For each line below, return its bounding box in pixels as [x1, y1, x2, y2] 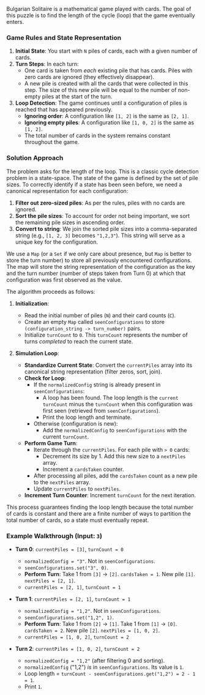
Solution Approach [6, 154, 64, 162]
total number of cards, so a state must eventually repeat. [6, 516, 149, 524]
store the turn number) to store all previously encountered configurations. [6, 257, 192, 264]
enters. [6, 18, 24, 25]
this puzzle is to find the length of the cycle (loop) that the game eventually [6, 12, 195, 19]
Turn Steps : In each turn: [15, 61, 79, 68]
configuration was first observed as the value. [6, 276, 122, 284]
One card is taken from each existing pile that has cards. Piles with [24, 67, 193, 74]
